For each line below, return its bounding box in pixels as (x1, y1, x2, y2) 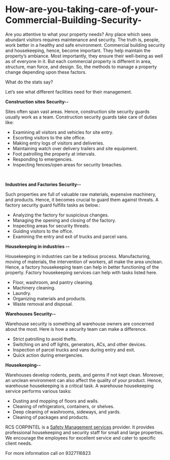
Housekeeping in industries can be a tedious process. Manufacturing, (5, 253, 151, 259)
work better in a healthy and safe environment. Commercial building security (5, 42, 165, 48)
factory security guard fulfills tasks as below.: (5, 202, 100, 208)
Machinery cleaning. (12, 284, 56, 291)
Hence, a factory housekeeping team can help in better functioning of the (5, 264, 159, 270)
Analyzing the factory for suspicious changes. (12, 212, 109, 218)
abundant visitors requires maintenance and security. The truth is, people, (5, 37, 160, 43)
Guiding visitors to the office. (12, 228, 74, 234)
